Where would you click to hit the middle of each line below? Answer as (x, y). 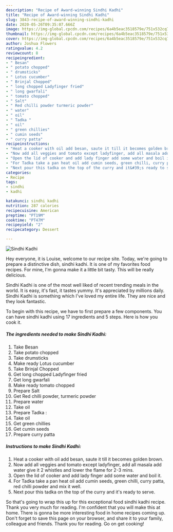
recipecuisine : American (32, 210)
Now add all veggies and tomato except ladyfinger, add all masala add (88, 464)
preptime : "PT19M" (25, 215)
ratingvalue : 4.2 (24, 48)
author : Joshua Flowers (31, 44)
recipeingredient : (25, 58)
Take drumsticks (31, 358)
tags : (12, 182)
